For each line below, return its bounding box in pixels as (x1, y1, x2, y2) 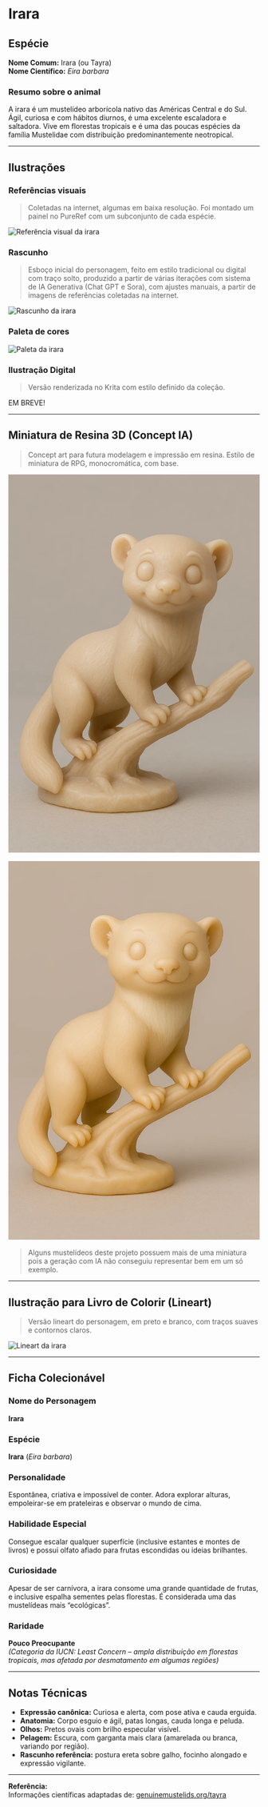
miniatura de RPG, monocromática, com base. (27, 458, 179, 468)
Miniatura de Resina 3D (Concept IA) (8, 429, 194, 443)
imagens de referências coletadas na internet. (27, 290, 179, 300)
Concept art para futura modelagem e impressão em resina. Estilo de (27, 450, 255, 459)
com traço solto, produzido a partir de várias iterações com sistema (27, 274, 251, 283)
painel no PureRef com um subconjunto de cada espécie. (27, 211, 217, 221)
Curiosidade (8, 1565, 57, 1577)
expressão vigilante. (19, 1758, 86, 1768)
